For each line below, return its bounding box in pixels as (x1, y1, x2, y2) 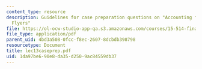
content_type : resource (6, 8, 66, 15)
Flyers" (11, 20, 31, 26)
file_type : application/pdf (6, 31, 77, 37)
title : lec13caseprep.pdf (6, 48, 71, 54)
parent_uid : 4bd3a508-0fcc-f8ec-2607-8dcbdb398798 (6, 37, 136, 43)
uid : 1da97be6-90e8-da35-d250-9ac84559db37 (6, 53, 117, 59)
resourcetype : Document (6, 43, 66, 49)
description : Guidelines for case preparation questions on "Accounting (6, 14, 192, 20)
